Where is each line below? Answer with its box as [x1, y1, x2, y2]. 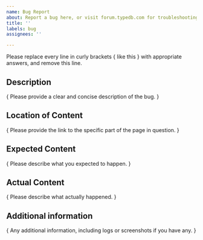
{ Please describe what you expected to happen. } [6, 160, 131, 167]
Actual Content [6, 177, 65, 188]
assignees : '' [6, 31, 42, 37]
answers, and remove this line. [6, 60, 83, 67]
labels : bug [6, 25, 36, 32]
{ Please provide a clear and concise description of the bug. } [6, 93, 159, 100]
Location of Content [6, 110, 83, 121]
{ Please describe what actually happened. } [6, 194, 117, 201]
